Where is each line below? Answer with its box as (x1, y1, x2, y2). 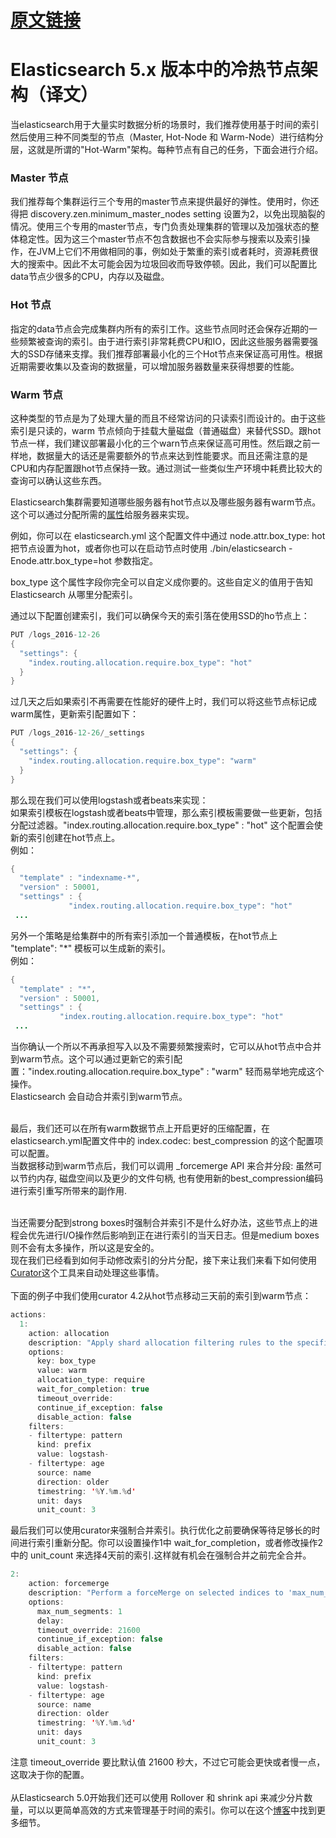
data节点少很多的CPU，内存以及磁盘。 (10, 271, 170, 283)
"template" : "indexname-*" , (19, 873, 141, 883)
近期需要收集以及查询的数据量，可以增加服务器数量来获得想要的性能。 (10, 360, 300, 372)
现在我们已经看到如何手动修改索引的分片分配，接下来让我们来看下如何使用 (10, 1254, 317, 1266)
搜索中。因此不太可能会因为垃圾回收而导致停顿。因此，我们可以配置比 (27, 258, 317, 270)
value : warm (36, 1366, 87, 1376)
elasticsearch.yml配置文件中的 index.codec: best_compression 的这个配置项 (10, 1135, 324, 1147)
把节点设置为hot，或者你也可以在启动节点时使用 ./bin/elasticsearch (10, 542, 287, 555)
